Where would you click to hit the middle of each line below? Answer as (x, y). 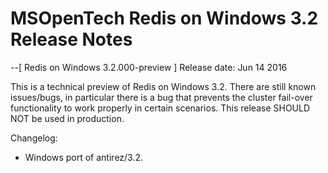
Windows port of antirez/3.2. (84, 157)
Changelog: (34, 138)
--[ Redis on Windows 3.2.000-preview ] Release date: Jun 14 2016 (149, 67)
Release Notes (71, 39)
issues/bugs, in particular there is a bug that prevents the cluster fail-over (161, 97)
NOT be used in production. (67, 118)
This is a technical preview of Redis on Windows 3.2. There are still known (163, 86)
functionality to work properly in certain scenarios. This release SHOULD (160, 108)
